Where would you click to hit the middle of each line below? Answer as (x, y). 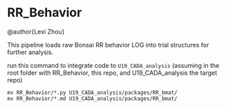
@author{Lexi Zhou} (36, 32)
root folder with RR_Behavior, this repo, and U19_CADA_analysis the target (112, 73)
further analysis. (30, 52)
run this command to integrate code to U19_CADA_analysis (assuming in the (113, 65)
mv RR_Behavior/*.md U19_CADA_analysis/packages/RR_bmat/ (92, 98)
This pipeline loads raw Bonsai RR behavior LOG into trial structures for (108, 45)
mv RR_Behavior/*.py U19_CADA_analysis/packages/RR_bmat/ (92, 93)
